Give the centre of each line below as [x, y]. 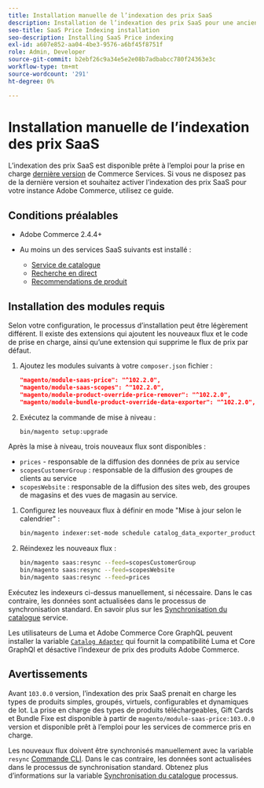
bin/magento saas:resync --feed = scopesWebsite [97, 570]
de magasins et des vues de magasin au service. [99, 495]
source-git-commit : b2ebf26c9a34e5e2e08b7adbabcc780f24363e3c [112, 60]
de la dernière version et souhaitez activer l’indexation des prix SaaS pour [127, 183]
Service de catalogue [66, 265]
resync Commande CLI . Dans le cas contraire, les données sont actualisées [130, 758]
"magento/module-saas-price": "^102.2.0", [90, 380]
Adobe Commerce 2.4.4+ [61, 235]
